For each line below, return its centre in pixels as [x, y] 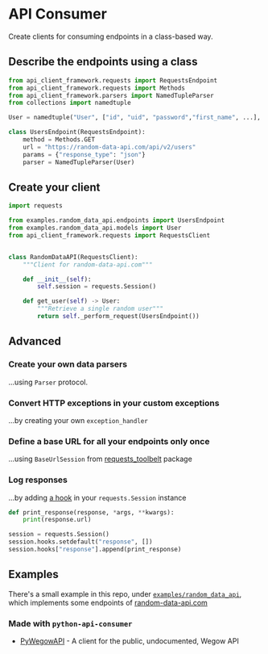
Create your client [54, 187]
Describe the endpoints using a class [103, 62]
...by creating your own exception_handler [78, 420]
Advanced [35, 341]
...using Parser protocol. [48, 382]
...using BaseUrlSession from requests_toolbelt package [101, 459]
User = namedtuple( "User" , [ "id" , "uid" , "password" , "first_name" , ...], [135, 118]
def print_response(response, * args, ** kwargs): [91, 512]
